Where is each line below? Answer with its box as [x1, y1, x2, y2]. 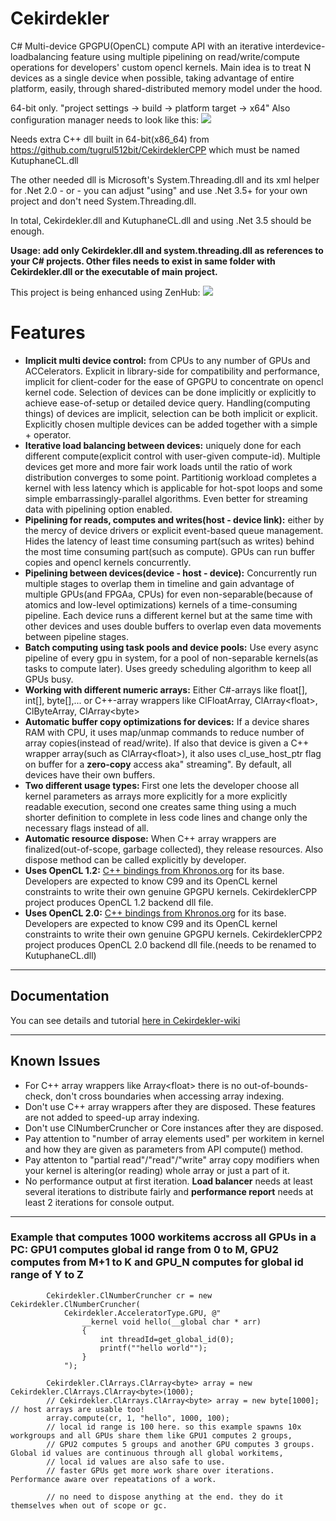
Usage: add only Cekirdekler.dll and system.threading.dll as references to [10, 244, 324, 256]
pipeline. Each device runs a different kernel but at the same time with [24, 609, 313, 621]
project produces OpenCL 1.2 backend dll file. [24, 896, 214, 908]
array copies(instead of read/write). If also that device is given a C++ [24, 737, 310, 749]
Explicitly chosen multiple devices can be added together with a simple [24, 418, 318, 430]
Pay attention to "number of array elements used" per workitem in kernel [24, 1132, 325, 1144]
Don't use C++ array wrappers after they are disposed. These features [24, 1100, 317, 1112]
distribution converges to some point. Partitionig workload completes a [24, 471, 317, 483]
